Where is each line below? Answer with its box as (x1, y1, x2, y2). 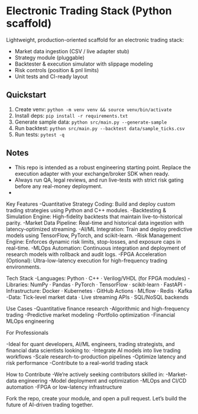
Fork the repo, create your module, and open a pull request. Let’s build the (6, 394, 187, 402)
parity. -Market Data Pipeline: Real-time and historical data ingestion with (6, 219, 184, 226)
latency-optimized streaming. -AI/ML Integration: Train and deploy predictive (6, 225, 193, 232)
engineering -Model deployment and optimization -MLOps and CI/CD (18, 377, 187, 384)
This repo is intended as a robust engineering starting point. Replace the (14, 164, 191, 171)
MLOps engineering (6, 318, 54, 325)
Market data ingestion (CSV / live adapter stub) (14, 47, 129, 54)
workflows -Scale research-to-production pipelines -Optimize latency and (6, 353, 186, 360)
